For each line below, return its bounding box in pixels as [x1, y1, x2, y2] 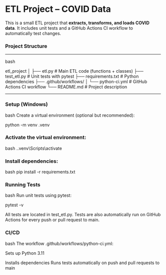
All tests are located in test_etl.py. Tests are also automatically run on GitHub [5, 212, 161, 218]
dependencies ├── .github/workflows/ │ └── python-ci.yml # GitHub [5, 79, 147, 85]
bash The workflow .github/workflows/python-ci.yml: [5, 240, 114, 246]
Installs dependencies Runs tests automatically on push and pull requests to [5, 260, 160, 266]
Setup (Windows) [5, 101, 48, 108]
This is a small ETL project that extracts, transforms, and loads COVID [5, 20, 150, 26]
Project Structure [5, 43, 47, 49]
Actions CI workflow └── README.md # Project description [5, 84, 127, 90]
